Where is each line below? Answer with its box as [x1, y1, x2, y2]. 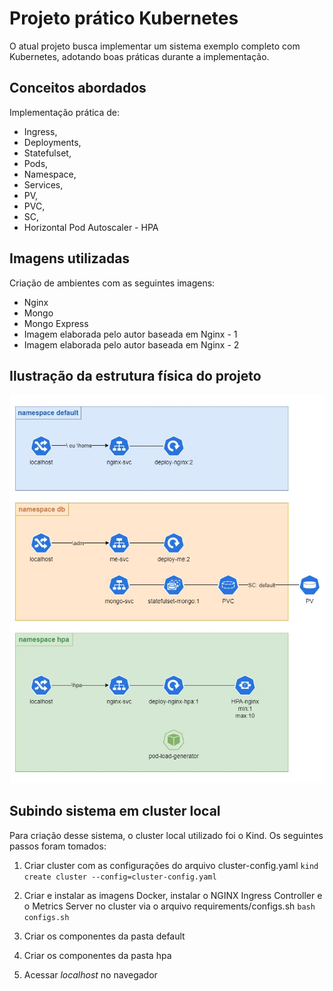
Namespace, [23, 168, 77, 180]
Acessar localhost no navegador [23, 968, 158, 981]
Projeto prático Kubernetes [9, 7, 239, 30]
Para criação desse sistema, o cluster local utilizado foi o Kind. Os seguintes [9, 829, 324, 841]
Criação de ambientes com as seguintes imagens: [9, 277, 216, 289]
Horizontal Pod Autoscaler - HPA [23, 221, 159, 233]
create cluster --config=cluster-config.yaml [23, 872, 217, 882]
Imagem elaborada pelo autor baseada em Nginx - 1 [23, 328, 238, 340]
